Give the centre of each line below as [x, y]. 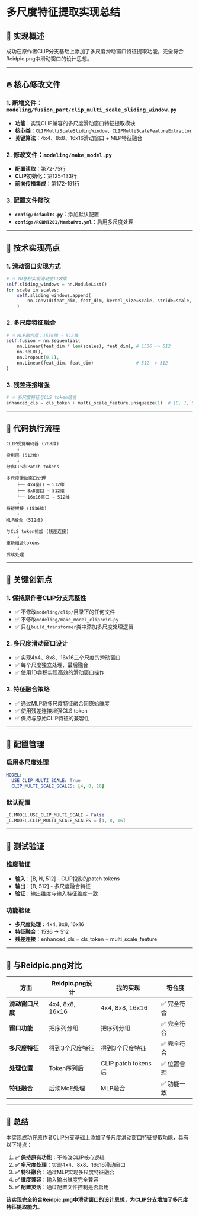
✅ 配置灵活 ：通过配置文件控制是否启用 [62, 1187]
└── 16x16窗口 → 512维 [43, 497]
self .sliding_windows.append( [54, 295]
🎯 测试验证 [25, 846]
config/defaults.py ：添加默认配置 [57, 215]
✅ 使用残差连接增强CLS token [51, 711]
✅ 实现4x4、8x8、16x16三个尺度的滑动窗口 [68, 658]
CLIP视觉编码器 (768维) [33, 443]
